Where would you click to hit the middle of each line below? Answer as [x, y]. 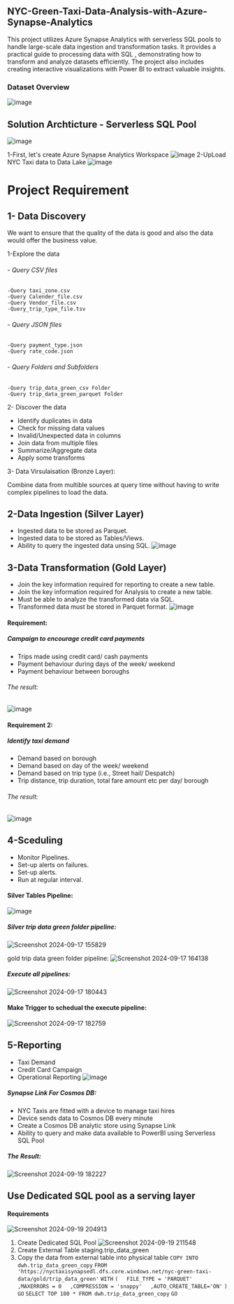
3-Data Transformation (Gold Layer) [87, 568]
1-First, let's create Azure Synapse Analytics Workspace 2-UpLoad [117, 154]
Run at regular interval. [50, 879]
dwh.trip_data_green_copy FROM [62, 1266]
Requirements [28, 1214]
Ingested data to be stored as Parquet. [73, 531]
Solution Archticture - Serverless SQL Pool [102, 124]
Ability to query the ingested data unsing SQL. [83, 546]
